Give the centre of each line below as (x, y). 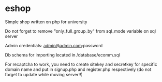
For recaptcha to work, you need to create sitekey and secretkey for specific (81, 64)
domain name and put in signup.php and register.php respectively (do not (78, 69)
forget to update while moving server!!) (44, 74)
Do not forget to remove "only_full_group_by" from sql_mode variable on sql (81, 31)
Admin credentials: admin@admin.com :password (54, 45)
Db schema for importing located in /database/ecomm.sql (62, 55)
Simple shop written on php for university (46, 22)
